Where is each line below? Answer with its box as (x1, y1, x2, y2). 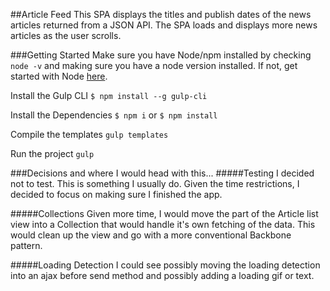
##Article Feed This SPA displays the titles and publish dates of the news (10, 9, 312, 20)
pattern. (10, 240, 43, 251)
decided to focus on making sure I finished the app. (10, 189, 223, 200)
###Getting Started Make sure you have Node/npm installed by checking (10, 49, 312, 61)
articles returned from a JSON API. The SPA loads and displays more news (10, 19, 318, 31)
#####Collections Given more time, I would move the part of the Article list (10, 208, 319, 219)
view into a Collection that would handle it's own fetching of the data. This (10, 219, 316, 230)
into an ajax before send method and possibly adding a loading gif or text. (10, 270, 315, 281)
